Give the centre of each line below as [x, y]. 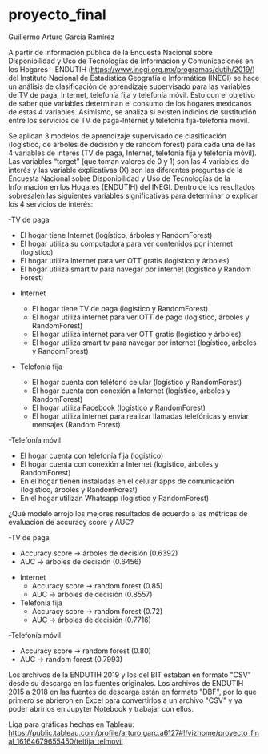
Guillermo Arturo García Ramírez [62, 37]
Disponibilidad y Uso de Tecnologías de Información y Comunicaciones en [131, 61]
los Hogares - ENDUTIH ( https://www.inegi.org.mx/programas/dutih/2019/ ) [132, 69]
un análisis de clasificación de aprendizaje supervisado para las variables [129, 86]
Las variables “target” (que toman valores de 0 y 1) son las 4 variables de [129, 161]
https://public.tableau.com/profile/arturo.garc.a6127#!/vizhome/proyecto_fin [134, 732]
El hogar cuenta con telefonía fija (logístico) [92, 455]
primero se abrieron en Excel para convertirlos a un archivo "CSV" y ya [125, 700]
